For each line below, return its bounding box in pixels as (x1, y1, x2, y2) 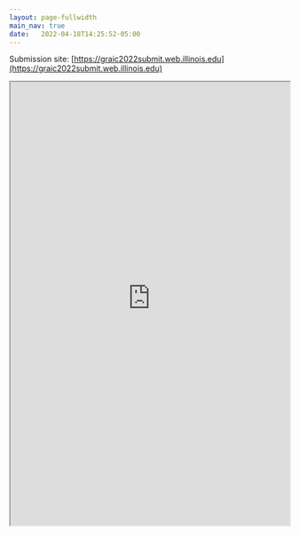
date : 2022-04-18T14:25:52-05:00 (9, 29, 141, 38)
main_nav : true (9, 21, 66, 30)
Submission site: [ (9, 54, 75, 65)
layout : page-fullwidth (9, 12, 98, 22)
